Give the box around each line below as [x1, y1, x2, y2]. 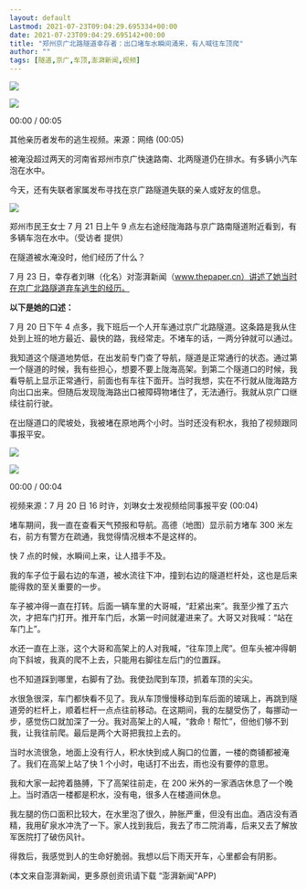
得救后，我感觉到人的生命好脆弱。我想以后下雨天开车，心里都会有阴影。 [9, 851, 281, 862]
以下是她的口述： [9, 302, 74, 312]
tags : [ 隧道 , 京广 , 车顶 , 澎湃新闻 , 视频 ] [9, 56, 141, 65]
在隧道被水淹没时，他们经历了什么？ [9, 252, 146, 262]
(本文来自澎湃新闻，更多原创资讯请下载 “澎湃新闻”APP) [9, 870, 217, 881]
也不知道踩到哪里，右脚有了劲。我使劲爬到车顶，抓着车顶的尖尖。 [9, 673, 258, 684]
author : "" [9, 48, 51, 57]
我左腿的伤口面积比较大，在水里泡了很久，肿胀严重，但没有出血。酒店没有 [9, 809, 290, 819]
